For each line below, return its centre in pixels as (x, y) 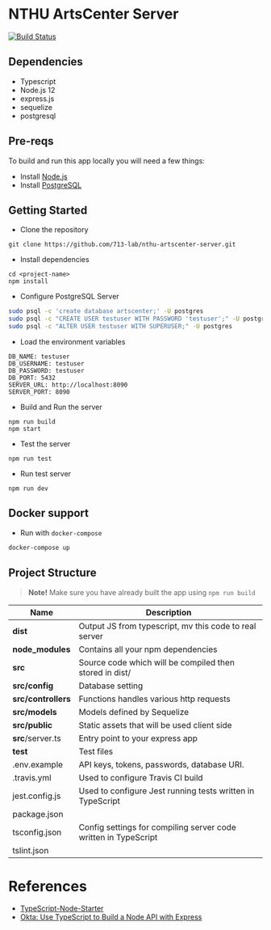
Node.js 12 (38, 90)
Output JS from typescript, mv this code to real (167, 626)
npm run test (30, 459)
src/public (32, 725)
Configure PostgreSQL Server (69, 297)
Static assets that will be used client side (155, 725)
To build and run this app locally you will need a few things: (107, 161)
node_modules (42, 649)
